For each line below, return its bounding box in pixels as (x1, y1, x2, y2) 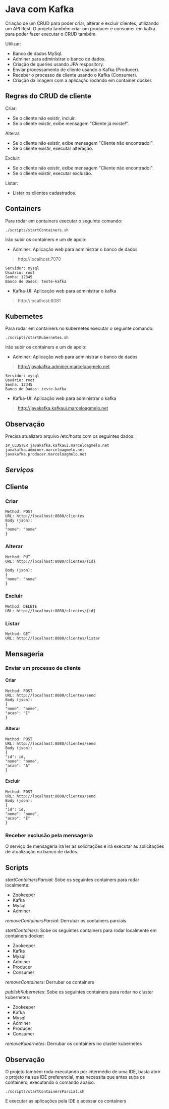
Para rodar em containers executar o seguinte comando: (5, 218, 123, 224)
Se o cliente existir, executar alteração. (12, 145, 93, 151)
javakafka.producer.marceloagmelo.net (5, 452, 87, 457)
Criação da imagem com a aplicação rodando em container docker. (12, 77, 153, 83)
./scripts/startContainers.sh (5, 227, 69, 232)
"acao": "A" (5, 763, 30, 768)
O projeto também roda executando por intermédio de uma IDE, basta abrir (5, 1069, 161, 1075)
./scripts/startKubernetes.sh (5, 335, 69, 340)
